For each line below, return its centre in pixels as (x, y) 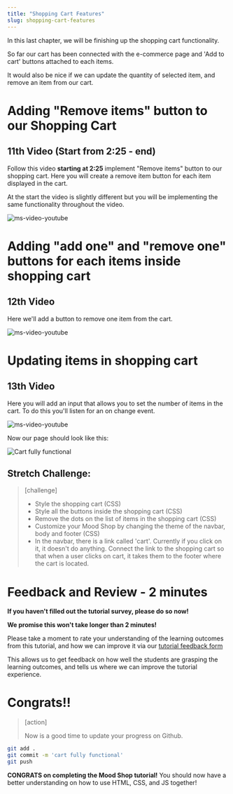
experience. (24, 675)
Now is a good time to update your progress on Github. (104, 736)
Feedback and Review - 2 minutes (107, 592)
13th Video (31, 386)
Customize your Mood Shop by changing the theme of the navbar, (130, 526)
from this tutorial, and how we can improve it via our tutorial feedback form (115, 646)
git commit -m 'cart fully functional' (65, 755)
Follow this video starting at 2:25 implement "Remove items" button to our (115, 168)
